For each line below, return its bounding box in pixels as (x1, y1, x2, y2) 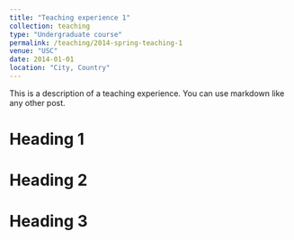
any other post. (9, 97, 66, 108)
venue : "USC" (9, 47, 58, 56)
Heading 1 (9, 129, 85, 149)
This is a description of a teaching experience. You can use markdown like (9, 87, 285, 99)
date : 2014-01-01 (9, 55, 75, 64)
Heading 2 (9, 170, 88, 191)
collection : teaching (9, 22, 91, 31)
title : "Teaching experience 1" (9, 13, 130, 22)
